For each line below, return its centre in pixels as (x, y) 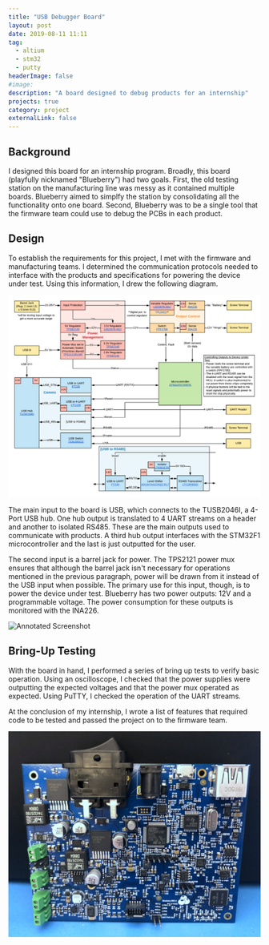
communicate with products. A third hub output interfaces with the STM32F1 (134, 535)
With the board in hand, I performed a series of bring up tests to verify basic (134, 670)
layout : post (30, 25)
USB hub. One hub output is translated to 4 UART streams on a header (140, 518)
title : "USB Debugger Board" (57, 17)
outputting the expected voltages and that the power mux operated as (124, 687)
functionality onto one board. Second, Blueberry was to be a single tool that (133, 205)
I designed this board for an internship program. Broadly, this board (119, 171)
